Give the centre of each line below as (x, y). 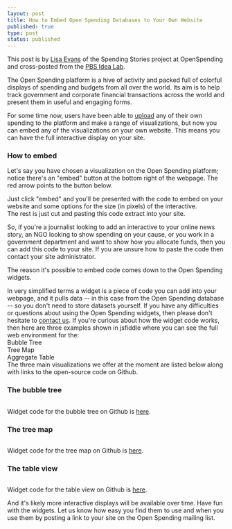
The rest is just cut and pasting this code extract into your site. (96, 214)
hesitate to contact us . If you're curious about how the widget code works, (114, 321)
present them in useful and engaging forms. (70, 102)
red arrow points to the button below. (60, 185)
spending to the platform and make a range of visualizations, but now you (112, 123)
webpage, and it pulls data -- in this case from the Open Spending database (116, 299)
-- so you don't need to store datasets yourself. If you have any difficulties (113, 305)
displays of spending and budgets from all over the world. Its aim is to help (114, 87)
